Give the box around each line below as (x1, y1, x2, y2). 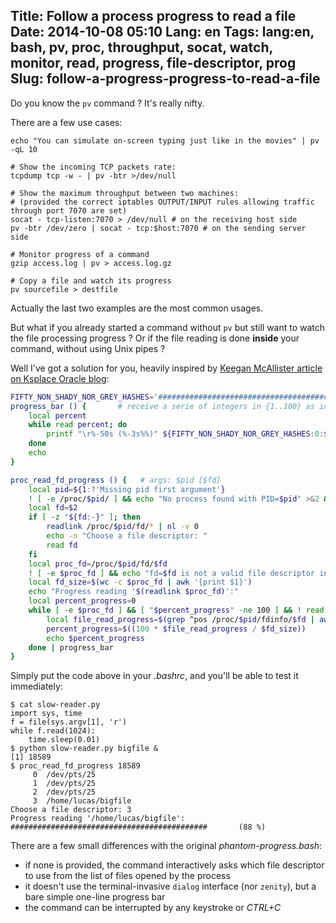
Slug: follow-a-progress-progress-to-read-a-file (10, 70, 321, 88)
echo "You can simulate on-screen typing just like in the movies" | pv (10, 135, 320, 146)
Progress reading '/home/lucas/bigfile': (10, 814, 186, 824)
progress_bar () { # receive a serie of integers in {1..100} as (10, 401, 315, 411)
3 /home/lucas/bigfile (32, 796, 132, 806)
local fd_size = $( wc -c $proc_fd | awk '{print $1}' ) (28, 577, 253, 588)
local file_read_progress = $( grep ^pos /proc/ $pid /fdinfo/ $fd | (46, 614, 315, 624)
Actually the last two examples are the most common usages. (10, 302, 264, 314)
